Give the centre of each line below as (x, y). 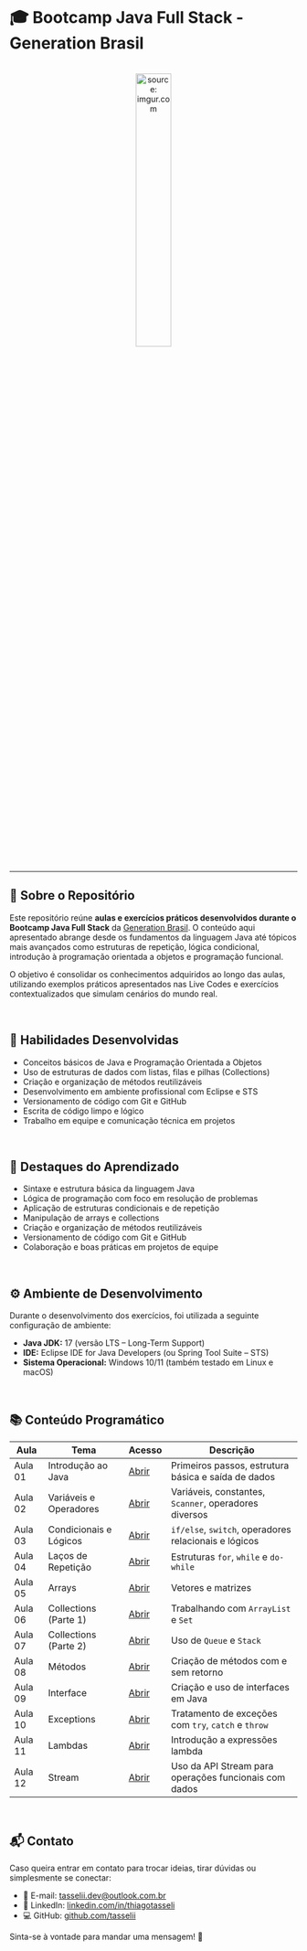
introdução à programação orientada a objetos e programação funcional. (147, 956)
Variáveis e (72, 1498)
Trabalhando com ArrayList (231, 1608)
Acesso (145, 1450)
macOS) (38, 1372)
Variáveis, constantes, (218, 1492)
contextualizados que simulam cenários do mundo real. (114, 994)
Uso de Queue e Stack (216, 1640)
